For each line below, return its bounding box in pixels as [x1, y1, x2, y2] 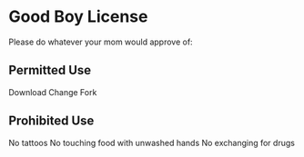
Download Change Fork [8, 86, 97, 97]
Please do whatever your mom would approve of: [8, 36, 193, 47]
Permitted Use [8, 63, 92, 78]
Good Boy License [8, 6, 148, 27]
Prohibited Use [8, 113, 95, 129]
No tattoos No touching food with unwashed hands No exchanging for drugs [8, 137, 295, 148]
